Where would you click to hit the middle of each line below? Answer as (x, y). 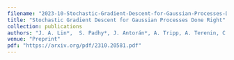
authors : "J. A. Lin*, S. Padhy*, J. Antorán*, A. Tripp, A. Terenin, (113, 33)
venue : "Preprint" (34, 39)
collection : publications (45, 26)
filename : (22, 13)
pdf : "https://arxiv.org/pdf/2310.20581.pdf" (74, 46)
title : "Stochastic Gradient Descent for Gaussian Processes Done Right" (117, 20)
